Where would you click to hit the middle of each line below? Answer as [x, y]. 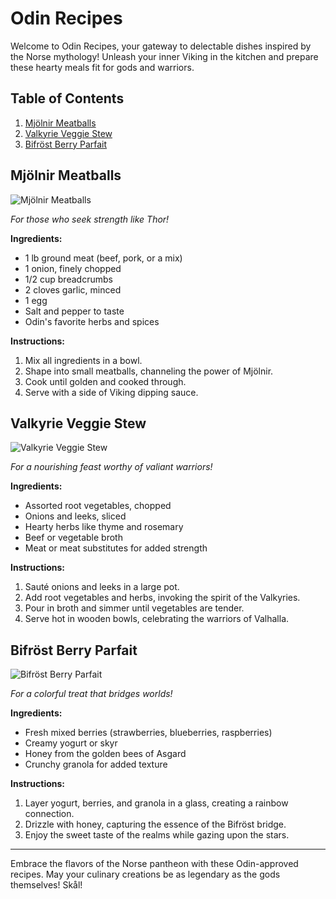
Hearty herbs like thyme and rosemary [104, 527]
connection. [49, 814]
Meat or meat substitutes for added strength [116, 548]
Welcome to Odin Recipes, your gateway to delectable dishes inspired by [161, 46]
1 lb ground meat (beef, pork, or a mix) [103, 258]
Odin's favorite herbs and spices [92, 321]
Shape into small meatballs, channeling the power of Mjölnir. [149, 371]
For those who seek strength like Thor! [90, 219]
